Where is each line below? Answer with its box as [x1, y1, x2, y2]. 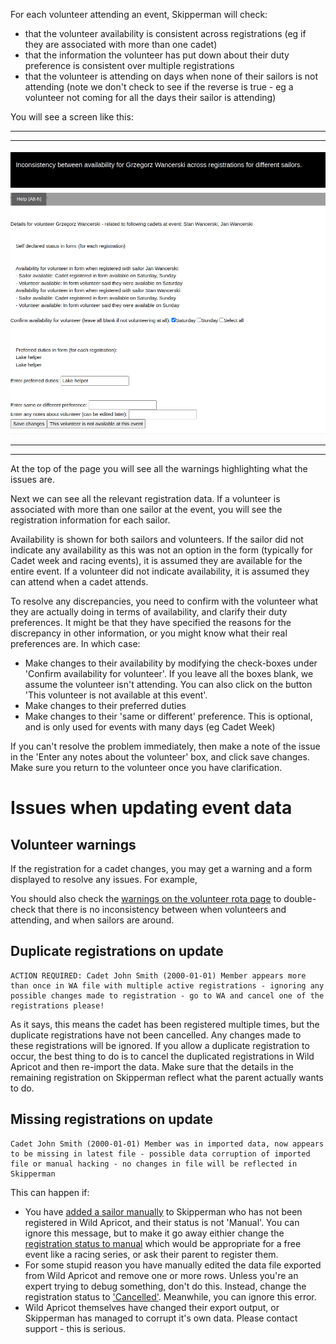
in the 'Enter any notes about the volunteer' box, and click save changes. [10, 751, 310, 763]
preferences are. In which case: [10, 638, 141, 650]
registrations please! [10, 1000, 105, 1011]
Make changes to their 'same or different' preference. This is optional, [24, 710, 313, 723]
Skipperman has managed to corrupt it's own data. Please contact [24, 1312, 298, 1324]
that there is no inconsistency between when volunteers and [38, 904, 287, 916]
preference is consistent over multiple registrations [24, 60, 235, 71]
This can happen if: [10, 1186, 90, 1198]
